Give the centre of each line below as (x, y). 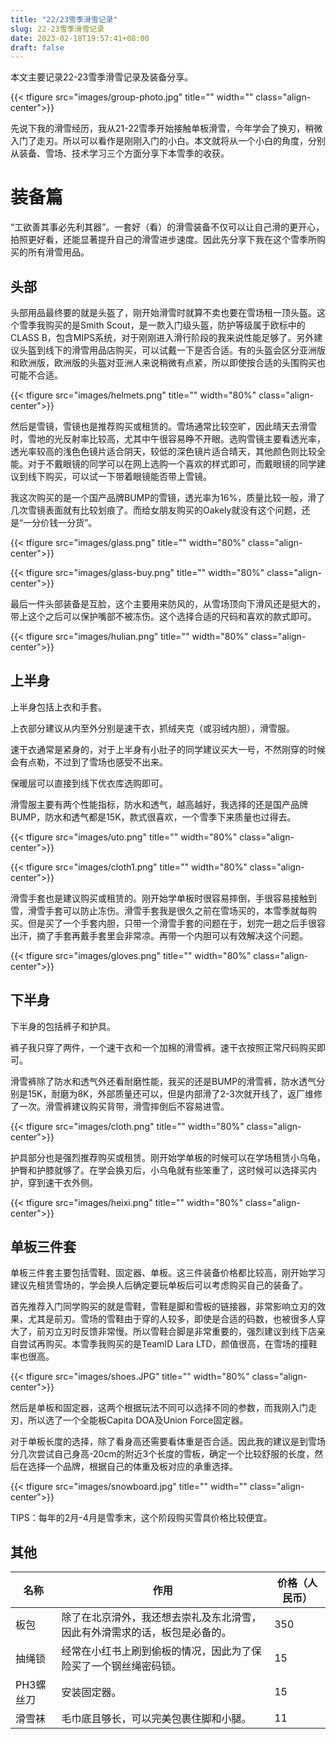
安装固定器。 (91, 1693)
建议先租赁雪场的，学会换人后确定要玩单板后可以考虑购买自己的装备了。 (159, 1285)
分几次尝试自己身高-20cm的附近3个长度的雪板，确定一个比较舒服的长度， (162, 1454)
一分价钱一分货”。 (60, 522)
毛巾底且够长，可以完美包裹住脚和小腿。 (156, 1719)
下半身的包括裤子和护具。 (63, 1026)
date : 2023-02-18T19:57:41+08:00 (80, 38)
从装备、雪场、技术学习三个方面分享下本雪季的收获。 (120, 153)
